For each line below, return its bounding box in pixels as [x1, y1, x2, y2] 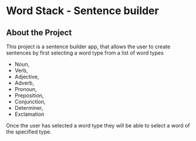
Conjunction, [14, 98, 46, 105]
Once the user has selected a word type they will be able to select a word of [6, 122, 190, 129]
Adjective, [14, 73, 39, 80]
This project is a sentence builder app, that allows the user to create [6, 43, 171, 50]
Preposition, [14, 92, 44, 99]
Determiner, [14, 105, 43, 111]
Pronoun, [14, 86, 37, 92]
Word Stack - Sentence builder [6, 4, 160, 18]
